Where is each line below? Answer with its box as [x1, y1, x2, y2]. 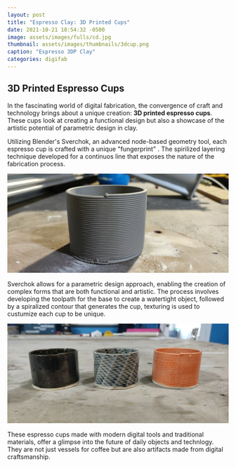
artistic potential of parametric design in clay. [7, 123, 138, 132]
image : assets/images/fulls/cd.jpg [7, 34, 112, 41]
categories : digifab [7, 56, 68, 63]
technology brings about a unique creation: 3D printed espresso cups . [7, 109, 213, 117]
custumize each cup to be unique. [7, 309, 106, 319]
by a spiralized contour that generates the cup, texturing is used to [7, 302, 200, 311]
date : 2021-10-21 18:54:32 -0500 [7, 26, 105, 33]
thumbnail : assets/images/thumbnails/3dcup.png [7, 41, 150, 48]
